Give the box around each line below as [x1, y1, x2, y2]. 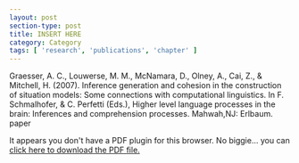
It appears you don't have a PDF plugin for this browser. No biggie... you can [9, 135, 290, 146]
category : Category [9, 37, 82, 47]
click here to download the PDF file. [9, 144, 140, 156]
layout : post [9, 12, 58, 22]
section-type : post [9, 21, 82, 30]
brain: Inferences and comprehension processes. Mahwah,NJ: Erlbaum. [9, 109, 274, 119]
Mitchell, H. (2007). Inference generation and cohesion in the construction [9, 80, 282, 91]
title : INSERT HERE [9, 29, 82, 38]
